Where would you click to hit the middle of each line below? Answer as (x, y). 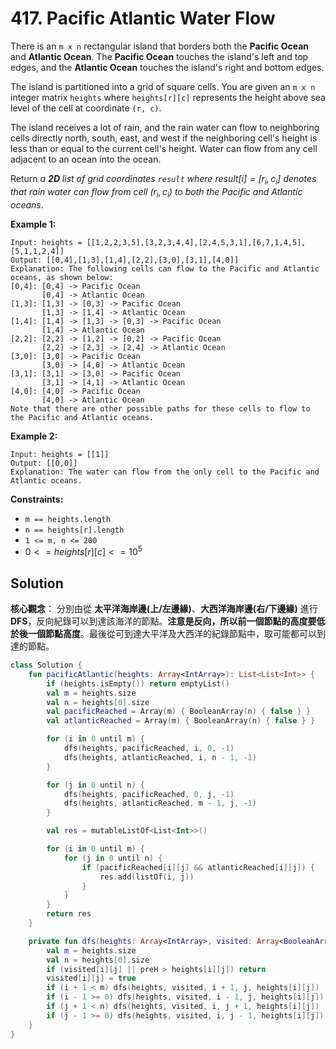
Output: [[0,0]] (44, 463)
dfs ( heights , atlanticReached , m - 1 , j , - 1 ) (160, 803)
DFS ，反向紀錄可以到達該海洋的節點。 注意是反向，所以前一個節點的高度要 (163, 621)
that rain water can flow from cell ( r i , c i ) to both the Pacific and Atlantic (156, 192)
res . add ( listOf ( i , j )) (147, 877)
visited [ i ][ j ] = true (91, 978)
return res (69, 914)
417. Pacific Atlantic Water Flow (143, 18)
